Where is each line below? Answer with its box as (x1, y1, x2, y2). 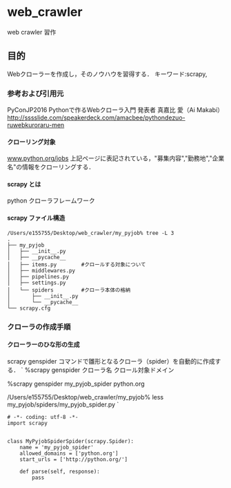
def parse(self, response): (19, 468, 100, 475)
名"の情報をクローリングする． (7, 163, 95, 171)
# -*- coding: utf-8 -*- (7, 413, 79, 420)
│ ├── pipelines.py (7, 273, 70, 280)
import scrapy (7, 420, 48, 426)
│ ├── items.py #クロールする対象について (7, 261, 146, 268)
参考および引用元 (7, 88, 64, 98)
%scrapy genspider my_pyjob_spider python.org (7, 379, 145, 388)
